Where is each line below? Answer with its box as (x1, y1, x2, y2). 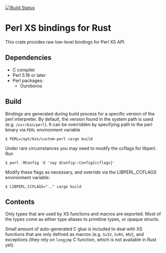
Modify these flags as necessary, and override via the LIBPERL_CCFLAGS (5, 169, 156, 175)
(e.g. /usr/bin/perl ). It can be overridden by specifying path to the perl (5, 121, 152, 128)
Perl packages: (12, 77, 43, 83)
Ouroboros (19, 83, 42, 89)
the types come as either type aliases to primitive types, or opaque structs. (5, 216, 160, 222)
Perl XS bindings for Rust (5, 23, 111, 34)
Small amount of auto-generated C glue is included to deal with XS (5, 226, 142, 232)
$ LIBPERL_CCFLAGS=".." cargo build (5, 184, 81, 189)
